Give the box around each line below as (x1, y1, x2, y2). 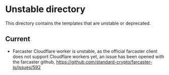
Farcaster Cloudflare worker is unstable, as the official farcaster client (12, 48, 158, 54)
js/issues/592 (12, 64, 41, 70)
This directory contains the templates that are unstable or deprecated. (5, 20, 151, 26)
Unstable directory (5, 4, 86, 15)
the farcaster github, (12, 59, 55, 65)
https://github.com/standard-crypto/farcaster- (56, 59, 152, 65)
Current (5, 35, 30, 43)
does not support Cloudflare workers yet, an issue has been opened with (12, 53, 164, 59)
